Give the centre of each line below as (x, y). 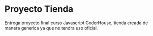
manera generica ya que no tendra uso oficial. (51, 28)
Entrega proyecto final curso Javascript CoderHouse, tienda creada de (76, 23)
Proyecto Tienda (39, 9)
